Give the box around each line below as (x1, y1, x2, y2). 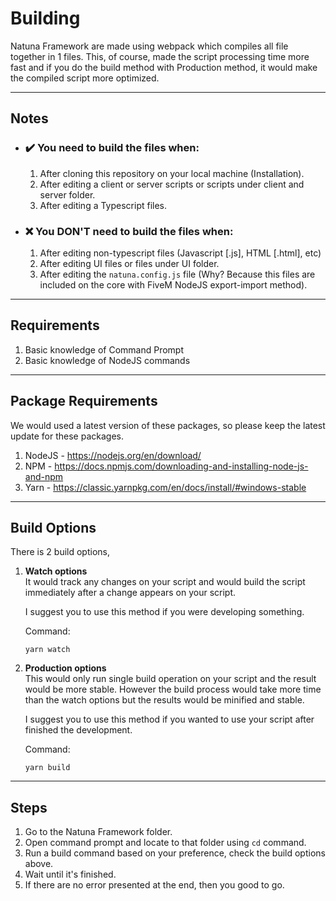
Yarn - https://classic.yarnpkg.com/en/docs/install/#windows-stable (24, 481, 307, 493)
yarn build (24, 763, 71, 773)
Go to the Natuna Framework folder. (24, 826, 173, 838)
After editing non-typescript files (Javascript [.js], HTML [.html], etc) (39, 247, 322, 259)
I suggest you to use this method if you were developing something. (24, 606, 305, 618)
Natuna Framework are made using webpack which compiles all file (10, 40, 289, 52)
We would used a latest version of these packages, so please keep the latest (10, 419, 326, 431)
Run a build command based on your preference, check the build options (24, 847, 326, 859)
